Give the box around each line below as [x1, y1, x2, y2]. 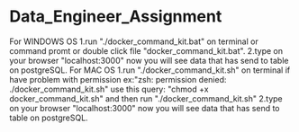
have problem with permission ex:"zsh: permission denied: [9, 74, 227, 84]
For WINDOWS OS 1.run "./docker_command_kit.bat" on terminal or [9, 36, 258, 47]
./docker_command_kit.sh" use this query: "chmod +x [9, 84, 209, 94]
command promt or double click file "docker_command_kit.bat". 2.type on [9, 45, 284, 56]
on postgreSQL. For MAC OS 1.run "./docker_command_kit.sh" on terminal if [9, 65, 291, 75]
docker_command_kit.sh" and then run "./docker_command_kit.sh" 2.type [9, 92, 284, 104]
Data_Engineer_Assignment [9, 6, 222, 27]
